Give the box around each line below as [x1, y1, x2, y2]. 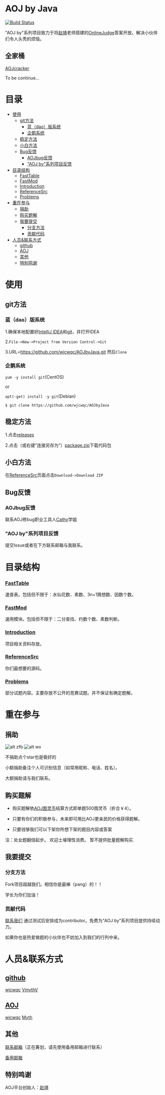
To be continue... [5, 75, 40, 81]
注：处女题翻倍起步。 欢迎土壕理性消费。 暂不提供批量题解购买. [5, 837, 134, 843]
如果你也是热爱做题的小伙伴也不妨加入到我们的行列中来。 [5, 934, 122, 940]
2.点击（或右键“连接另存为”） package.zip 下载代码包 [5, 442, 112, 448]
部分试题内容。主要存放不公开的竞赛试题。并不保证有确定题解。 [5, 690, 135, 696]
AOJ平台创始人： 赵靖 [5, 1085, 48, 1091]
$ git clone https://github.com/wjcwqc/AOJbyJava [5, 403, 110, 408]
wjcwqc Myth [5, 1014, 33, 1020]
